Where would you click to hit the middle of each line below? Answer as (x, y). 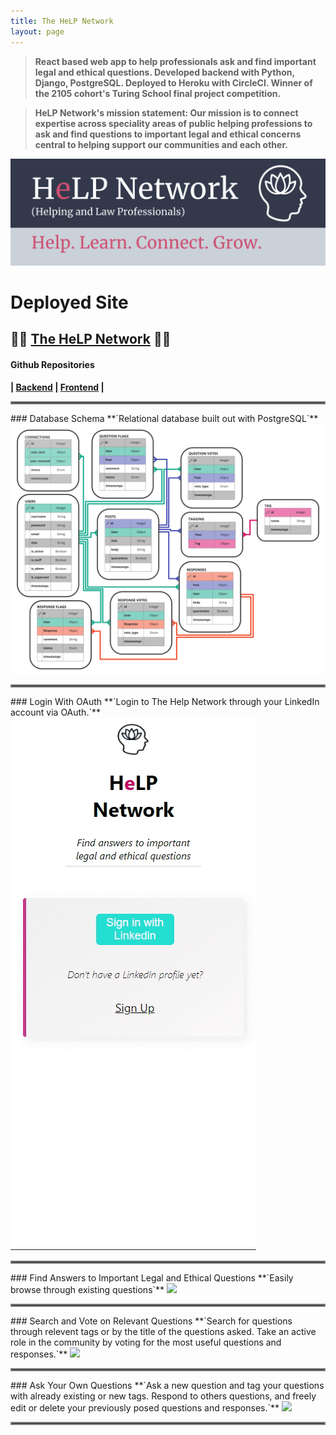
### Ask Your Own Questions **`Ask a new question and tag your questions (167, 1386)
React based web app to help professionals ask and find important (175, 61)
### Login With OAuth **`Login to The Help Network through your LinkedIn (165, 702)
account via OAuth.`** (55, 712)
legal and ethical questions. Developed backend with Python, (164, 72)
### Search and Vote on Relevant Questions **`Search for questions (151, 1321)
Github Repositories (52, 364)
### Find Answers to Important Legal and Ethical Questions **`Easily (152, 1278)
